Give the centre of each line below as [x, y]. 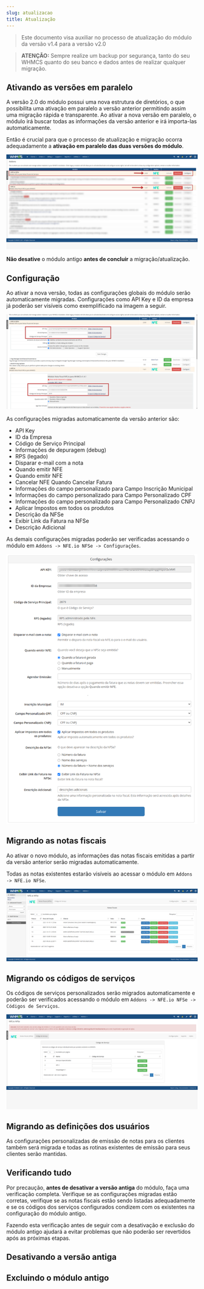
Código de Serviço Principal [50, 444]
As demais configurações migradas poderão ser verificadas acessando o [98, 539]
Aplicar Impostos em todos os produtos [64, 508]
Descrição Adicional [40, 528]
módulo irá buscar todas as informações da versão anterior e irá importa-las [102, 121]
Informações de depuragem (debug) [61, 450]
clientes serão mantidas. [37, 1154]
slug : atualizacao [29, 13]
